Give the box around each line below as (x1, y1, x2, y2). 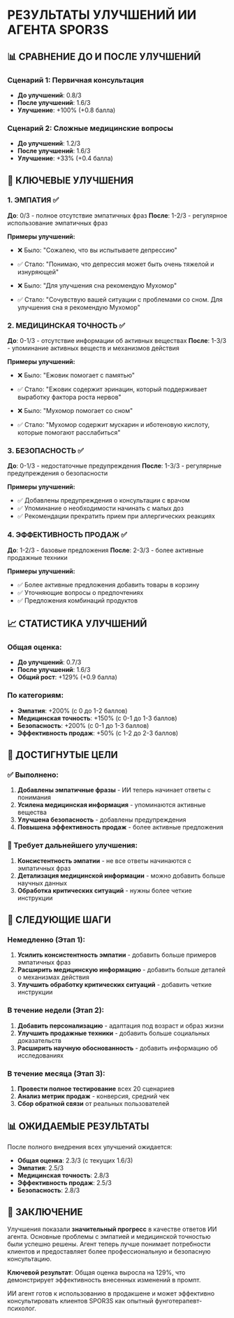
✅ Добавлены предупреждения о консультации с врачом (17, 496, 190, 505)
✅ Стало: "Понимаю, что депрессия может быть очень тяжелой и (17, 260, 214, 268)
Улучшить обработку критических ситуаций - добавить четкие (17, 981, 212, 989)
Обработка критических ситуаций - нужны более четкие (17, 886, 192, 895)
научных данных (17, 878, 68, 887)
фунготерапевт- (154, 1296, 203, 1305)
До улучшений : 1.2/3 (17, 139, 81, 148)
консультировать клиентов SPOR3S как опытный (7, 1296, 154, 1305)
